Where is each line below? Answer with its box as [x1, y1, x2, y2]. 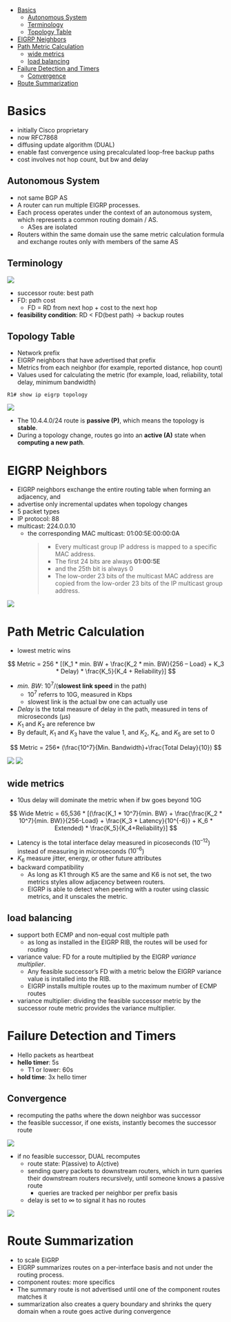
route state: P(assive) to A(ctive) [27, 1159, 119, 1168]
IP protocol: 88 [17, 515, 60, 523]
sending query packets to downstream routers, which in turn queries [27, 1166, 223, 1174]
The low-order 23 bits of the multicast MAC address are [54, 572, 214, 580]
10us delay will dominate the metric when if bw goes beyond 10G [17, 795, 202, 804]
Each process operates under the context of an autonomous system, [17, 208, 212, 216]
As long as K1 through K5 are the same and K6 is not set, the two [27, 871, 212, 879]
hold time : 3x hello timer [17, 1072, 88, 1081]
